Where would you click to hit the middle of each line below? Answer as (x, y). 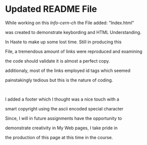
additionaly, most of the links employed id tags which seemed (68, 71)
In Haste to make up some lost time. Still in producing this (63, 42)
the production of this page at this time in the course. (59, 137)
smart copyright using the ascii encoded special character (64, 109)
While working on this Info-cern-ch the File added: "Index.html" (70, 23)
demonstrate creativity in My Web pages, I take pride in (61, 128)
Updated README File (51, 9)
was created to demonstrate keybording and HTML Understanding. (73, 32)
